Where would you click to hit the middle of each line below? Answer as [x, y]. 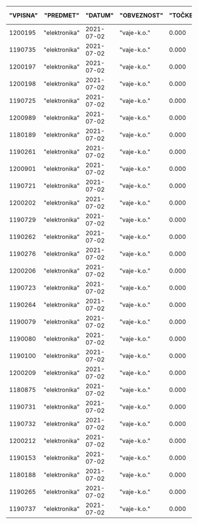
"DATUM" [99, 15]
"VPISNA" [24, 15]
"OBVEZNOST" [141, 15]
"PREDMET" [62, 15]
